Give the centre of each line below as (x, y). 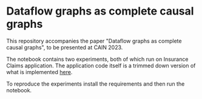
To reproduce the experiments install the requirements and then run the (96, 84)
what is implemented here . (39, 72)
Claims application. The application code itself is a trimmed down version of (101, 66)
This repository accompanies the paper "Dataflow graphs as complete (94, 41)
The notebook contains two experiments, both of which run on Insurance (97, 59)
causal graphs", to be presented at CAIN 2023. (65, 47)
